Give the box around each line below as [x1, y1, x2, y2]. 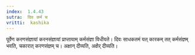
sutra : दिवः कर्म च [6, 14, 48, 20]
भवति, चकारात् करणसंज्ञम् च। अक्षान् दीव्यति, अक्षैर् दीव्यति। [6, 43, 118, 50]
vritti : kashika [6, 20, 49, 25]
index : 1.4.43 [6, 8, 44, 15]
